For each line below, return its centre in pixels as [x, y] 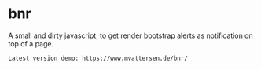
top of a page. [31, 43]
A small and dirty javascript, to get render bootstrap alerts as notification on [130, 35]
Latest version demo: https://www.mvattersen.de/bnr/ [98, 58]
